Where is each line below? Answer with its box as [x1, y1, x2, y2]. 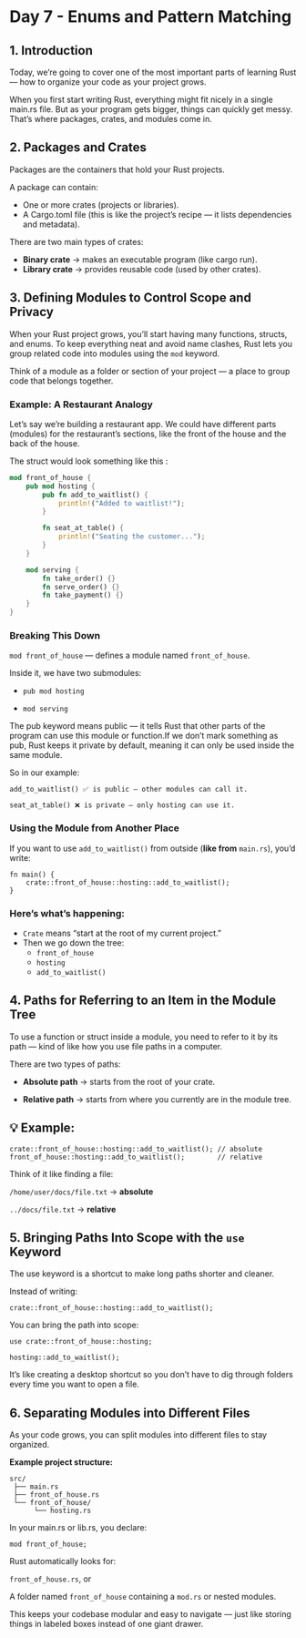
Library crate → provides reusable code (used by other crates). [22, 263, 261, 274]
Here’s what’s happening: [9, 906, 126, 919]
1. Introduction [9, 43, 93, 58]
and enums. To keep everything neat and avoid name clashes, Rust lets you [9, 338, 293, 349]
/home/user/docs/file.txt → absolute [9, 1186, 154, 1197]
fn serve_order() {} [42, 582, 120, 591]
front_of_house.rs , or [9, 1573, 92, 1584]
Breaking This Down [9, 629, 101, 641]
